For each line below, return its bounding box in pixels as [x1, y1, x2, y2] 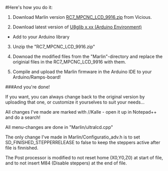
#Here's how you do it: [5, 5, 53, 10]
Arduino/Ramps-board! [12, 74, 61, 80]
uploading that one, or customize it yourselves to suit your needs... [5, 99, 145, 105]
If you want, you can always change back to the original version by [5, 94, 145, 99]
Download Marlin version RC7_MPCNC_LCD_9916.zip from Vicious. [12, 14, 152, 20]
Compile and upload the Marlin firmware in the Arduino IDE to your [12, 69, 152, 75]
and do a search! [5, 114, 41, 120]
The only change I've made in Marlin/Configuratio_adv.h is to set [5, 134, 141, 140]
